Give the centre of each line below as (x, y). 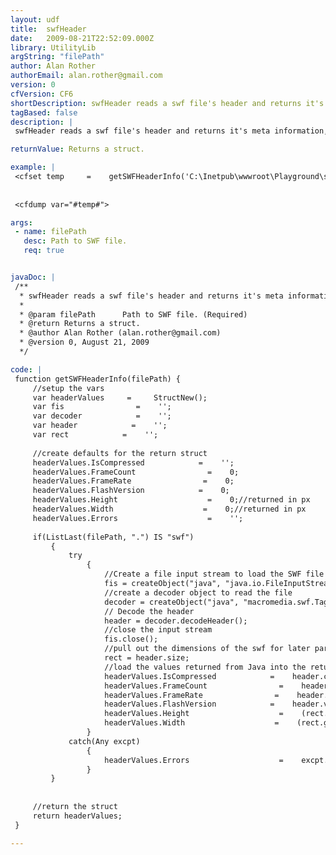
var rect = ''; (95, 435)
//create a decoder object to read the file (198, 592)
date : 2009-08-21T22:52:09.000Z (82, 38)
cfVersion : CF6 (42, 94)
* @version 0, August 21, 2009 (84, 342)
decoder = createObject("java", (172, 602)
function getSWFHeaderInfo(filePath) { (98, 379)
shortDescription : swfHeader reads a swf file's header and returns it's (167, 103)
